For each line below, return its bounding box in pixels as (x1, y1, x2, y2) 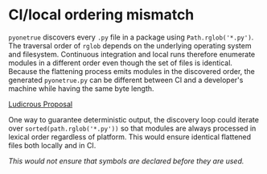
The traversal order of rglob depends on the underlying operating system (8, 40, 252, 50)
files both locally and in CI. (8, 140, 97, 150)
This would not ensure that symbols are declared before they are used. (8, 155, 244, 166)
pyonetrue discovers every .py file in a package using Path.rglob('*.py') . (8, 32, 254, 42)
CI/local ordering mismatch (8, 6, 195, 24)
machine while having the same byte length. (8, 83, 154, 93)
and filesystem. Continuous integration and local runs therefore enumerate (8, 49, 256, 59)
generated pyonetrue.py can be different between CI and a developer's (8, 75, 244, 85)
